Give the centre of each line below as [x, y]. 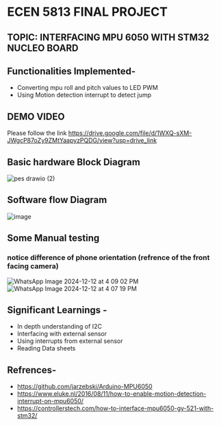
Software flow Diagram [57, 200]
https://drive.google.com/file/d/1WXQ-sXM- [130, 133]
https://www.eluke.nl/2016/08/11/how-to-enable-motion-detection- [112, 394]
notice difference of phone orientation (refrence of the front [108, 258]
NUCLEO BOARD [43, 48]
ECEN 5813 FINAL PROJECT [88, 12]
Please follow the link [37, 133]
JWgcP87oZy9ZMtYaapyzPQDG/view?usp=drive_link [82, 141]
